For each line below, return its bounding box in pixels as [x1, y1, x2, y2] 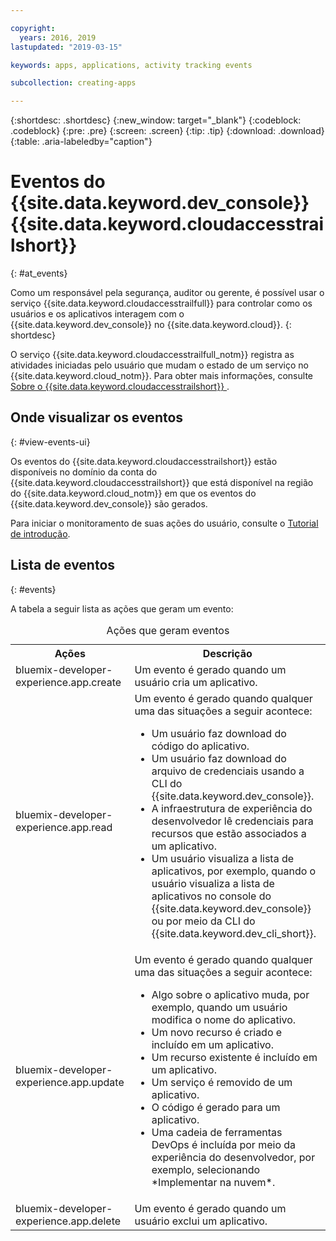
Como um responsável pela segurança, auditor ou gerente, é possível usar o [10, 287, 325, 299]
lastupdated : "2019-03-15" [10, 42, 123, 52]
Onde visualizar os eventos [10, 409, 184, 426]
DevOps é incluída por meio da [151, 1137, 297, 1151]
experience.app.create [15, 675, 122, 689]
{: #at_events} [10, 267, 68, 280]
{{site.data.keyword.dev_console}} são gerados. [10, 497, 208, 510]
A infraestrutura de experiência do [151, 801, 313, 815]
